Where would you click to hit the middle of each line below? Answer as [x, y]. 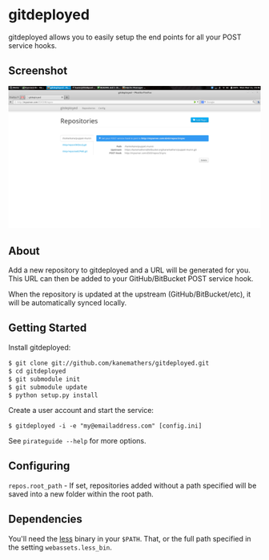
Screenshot [38, 71]
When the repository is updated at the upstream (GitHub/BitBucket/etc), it [130, 294]
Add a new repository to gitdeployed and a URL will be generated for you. [129, 270]
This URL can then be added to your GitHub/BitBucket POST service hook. [131, 279]
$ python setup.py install [53, 395]
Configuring [39, 466]
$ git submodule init [44, 379]
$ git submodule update [48, 387]
